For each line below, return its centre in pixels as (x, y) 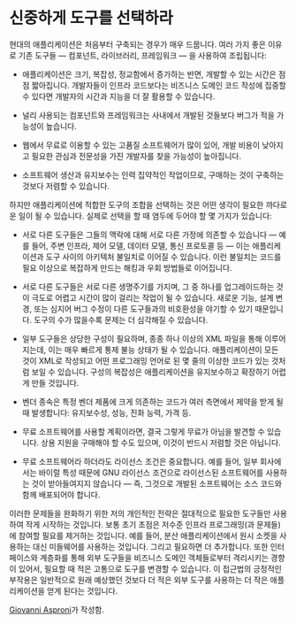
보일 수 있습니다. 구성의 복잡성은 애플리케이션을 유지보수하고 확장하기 (151, 372)
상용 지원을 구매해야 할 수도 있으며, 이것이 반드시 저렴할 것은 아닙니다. (161, 443)
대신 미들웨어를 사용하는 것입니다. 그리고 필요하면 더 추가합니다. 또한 (150, 546)
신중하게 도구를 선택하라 (91, 18)
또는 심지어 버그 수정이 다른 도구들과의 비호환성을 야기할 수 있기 (144, 308)
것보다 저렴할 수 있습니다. (66, 186)
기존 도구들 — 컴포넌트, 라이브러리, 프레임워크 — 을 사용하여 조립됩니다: (142, 55)
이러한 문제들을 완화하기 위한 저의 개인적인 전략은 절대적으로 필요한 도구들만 (140, 513)
